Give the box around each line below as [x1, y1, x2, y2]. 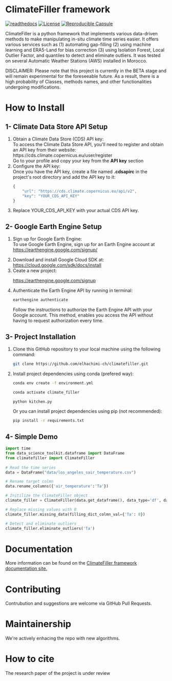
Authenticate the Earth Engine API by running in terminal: [12, 287, 133, 294]
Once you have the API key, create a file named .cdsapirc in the [12, 168, 147, 175]
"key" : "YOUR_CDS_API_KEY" [22, 193, 80, 198]
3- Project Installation [5, 332, 76, 341]
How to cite [5, 653, 55, 665]
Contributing [5, 583, 61, 595]
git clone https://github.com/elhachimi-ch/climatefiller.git [12, 361, 148, 366]
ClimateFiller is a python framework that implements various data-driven [5, 30, 158, 36]
